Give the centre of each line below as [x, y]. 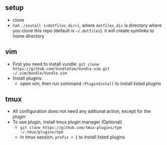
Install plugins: [27, 78]
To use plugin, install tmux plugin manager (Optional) [67, 122]
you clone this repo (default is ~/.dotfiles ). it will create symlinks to [83, 30]
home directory [28, 36]
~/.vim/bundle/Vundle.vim [39, 73]
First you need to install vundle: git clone [56, 64]
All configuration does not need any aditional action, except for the [81, 111]
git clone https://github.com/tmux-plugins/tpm [71, 128]
